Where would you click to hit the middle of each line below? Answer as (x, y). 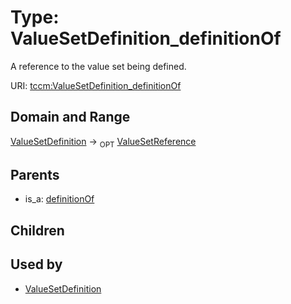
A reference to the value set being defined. (98, 66)
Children (37, 230)
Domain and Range (70, 117)
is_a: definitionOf (59, 199)
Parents (35, 174)
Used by (36, 264)
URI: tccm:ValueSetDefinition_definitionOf (96, 85)
